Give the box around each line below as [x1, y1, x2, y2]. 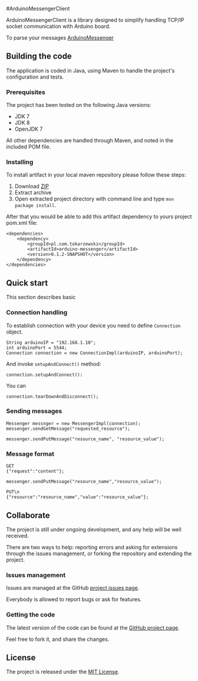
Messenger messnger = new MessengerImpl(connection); [6, 420, 141, 426]
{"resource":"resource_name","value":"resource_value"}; [6, 494, 149, 500]
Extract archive [14, 189, 52, 196]
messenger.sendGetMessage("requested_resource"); [6, 426, 131, 432]
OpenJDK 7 [14, 125, 43, 132]
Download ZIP [14, 183, 49, 190]
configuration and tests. [6, 73, 64, 80]
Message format [6, 449, 55, 458]
